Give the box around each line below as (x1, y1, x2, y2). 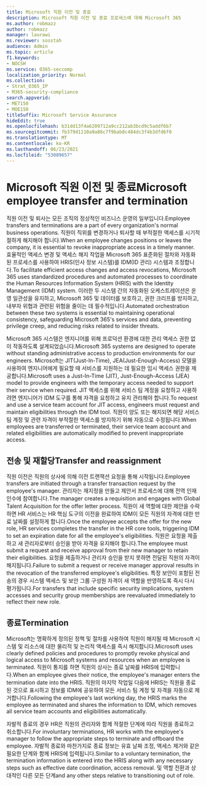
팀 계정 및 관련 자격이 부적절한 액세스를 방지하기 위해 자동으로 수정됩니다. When (6, 416, 197, 424)
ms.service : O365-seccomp (6, 66, 73, 73)
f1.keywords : (6, 55, 40, 61)
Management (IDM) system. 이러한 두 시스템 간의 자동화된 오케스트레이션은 (6, 287, 190, 294)
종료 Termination (6, 617, 69, 628)
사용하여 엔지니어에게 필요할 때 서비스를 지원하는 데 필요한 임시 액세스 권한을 (6, 365, 191, 372)
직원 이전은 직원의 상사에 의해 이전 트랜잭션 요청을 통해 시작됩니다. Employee (6, 473, 191, 480)
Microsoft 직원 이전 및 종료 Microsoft (6, 180, 188, 194)
